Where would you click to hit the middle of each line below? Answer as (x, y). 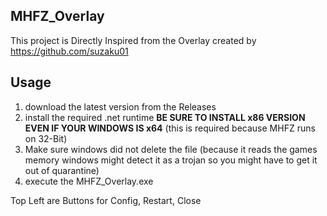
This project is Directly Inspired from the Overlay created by (133, 40)
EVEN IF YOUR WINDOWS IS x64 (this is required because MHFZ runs (170, 128)
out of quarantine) (62, 170)
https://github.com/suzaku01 (69, 51)
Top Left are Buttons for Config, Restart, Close (106, 200)
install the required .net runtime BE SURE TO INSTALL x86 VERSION (165, 117)
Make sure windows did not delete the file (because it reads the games (171, 149)
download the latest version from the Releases (120, 106)
